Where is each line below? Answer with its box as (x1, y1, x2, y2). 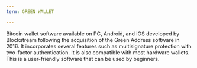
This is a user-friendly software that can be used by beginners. (6, 55, 160, 62)
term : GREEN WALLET (6, 8, 54, 15)
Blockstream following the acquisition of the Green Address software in (6, 36, 180, 43)
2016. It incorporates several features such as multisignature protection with (6, 43, 192, 50)
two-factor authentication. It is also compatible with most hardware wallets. (6, 48, 190, 56)
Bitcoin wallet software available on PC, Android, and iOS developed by (6, 30, 180, 37)
